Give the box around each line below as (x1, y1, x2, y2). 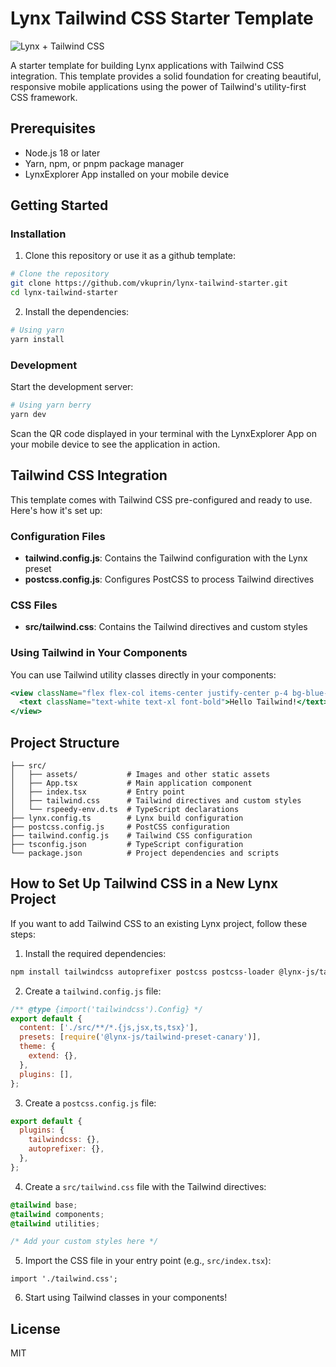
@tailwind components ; (10, 1209, 105, 1219)
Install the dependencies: (24, 306, 130, 318)
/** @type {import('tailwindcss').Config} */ (10, 1004, 203, 1014)
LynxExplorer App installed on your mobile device (24, 168, 230, 180)
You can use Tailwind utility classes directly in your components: (10, 668, 277, 681)
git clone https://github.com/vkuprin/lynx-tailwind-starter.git (10, 278, 288, 289)
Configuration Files (10, 529, 106, 543)
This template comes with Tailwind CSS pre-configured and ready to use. (10, 493, 313, 506)
